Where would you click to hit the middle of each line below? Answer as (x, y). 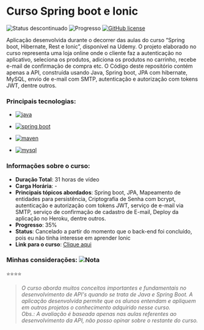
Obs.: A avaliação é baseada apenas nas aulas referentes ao (99, 313)
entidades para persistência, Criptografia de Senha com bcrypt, (95, 199)
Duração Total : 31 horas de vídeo (57, 179)
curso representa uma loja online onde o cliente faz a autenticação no (94, 53)
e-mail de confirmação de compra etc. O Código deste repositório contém (100, 66)
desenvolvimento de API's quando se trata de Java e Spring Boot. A (107, 294)
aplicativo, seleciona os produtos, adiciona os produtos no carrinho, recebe (101, 59)
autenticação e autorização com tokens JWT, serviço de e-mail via (99, 205)
